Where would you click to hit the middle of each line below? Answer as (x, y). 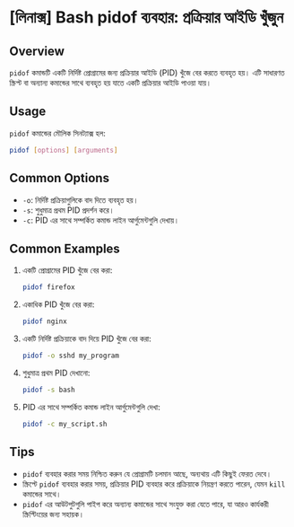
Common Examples (65, 248)
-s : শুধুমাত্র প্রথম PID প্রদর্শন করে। (68, 210)
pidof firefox (48, 287)
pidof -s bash (48, 390)
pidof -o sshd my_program (70, 356)
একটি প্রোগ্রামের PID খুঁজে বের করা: (67, 270)
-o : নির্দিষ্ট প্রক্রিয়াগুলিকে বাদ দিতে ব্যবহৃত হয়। (80, 199)
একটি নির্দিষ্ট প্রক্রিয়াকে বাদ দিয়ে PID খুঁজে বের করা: (87, 338)
